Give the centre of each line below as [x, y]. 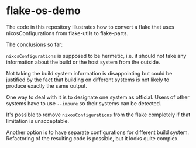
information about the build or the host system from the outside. [83, 62]
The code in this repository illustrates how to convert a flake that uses [90, 27]
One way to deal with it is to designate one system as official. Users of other [98, 97]
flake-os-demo [43, 11]
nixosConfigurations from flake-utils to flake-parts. [67, 33]
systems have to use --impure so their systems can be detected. [84, 103]
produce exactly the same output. [47, 85]
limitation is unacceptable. [38, 121]
